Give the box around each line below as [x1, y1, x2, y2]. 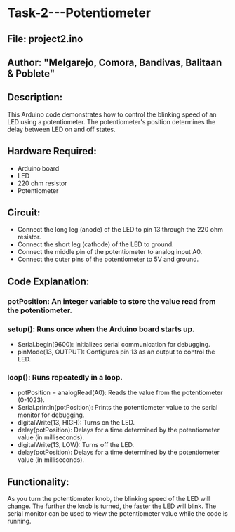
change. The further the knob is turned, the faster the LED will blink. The [7, 502, 217, 510]
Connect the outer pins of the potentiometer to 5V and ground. [17, 255, 199, 264]
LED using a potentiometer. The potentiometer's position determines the [7, 117, 216, 126]
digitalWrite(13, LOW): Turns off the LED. [17, 441, 135, 449]
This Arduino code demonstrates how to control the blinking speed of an [7, 110, 217, 119]
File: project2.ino [7, 33, 83, 45]
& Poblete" [7, 67, 55, 79]
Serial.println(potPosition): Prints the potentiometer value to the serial [17, 404, 218, 412]
